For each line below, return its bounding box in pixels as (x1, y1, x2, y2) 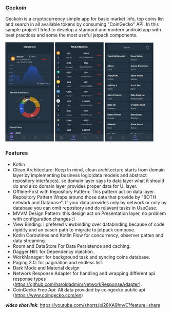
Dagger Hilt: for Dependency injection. (12, 248, 94, 255)
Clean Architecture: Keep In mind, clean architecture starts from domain (12, 166, 165, 173)
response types (12, 276, 46, 282)
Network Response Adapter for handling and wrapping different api (12, 270, 156, 276)
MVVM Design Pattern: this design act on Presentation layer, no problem (12, 210, 166, 217)
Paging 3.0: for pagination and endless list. (12, 259, 104, 265)
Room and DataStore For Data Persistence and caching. (12, 243, 131, 249)
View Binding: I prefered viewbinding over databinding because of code (12, 221, 165, 227)
